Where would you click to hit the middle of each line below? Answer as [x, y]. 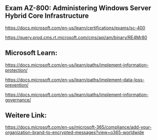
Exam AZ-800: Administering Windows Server [78, 8]
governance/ [18, 100]
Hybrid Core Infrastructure [47, 16]
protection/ [17, 70]
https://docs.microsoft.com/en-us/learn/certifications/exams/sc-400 [75, 28]
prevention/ [17, 85]
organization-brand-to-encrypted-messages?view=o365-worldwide [75, 133]
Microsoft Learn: [31, 53]
